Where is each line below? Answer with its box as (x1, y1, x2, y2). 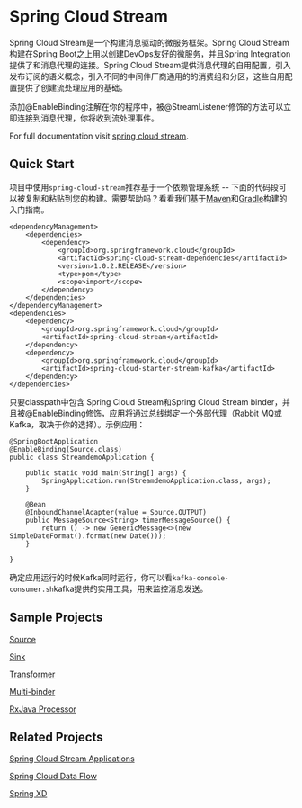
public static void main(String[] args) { (25, 468, 187, 478)
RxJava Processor (9, 704, 76, 714)
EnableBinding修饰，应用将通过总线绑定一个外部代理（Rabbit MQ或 (32, 408, 283, 418)
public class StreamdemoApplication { (9, 453, 155, 462)
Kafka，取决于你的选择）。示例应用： (9, 418, 146, 429)
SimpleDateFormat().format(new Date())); (9, 531, 167, 541)
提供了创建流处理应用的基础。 (16, 82, 128, 93)
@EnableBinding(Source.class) (9, 444, 123, 453)
